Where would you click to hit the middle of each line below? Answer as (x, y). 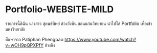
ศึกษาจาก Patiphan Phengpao (35, 39)
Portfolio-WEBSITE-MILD (60, 9)
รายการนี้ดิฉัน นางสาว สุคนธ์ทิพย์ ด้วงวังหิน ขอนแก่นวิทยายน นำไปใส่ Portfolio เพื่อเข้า (79, 23)
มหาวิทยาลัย (15, 29)
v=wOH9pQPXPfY (25, 45)
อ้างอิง (50, 45)
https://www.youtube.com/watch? (100, 39)
